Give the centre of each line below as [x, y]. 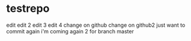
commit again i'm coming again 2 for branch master [70, 31]
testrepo [28, 9]
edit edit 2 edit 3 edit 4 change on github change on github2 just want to [96, 25]
